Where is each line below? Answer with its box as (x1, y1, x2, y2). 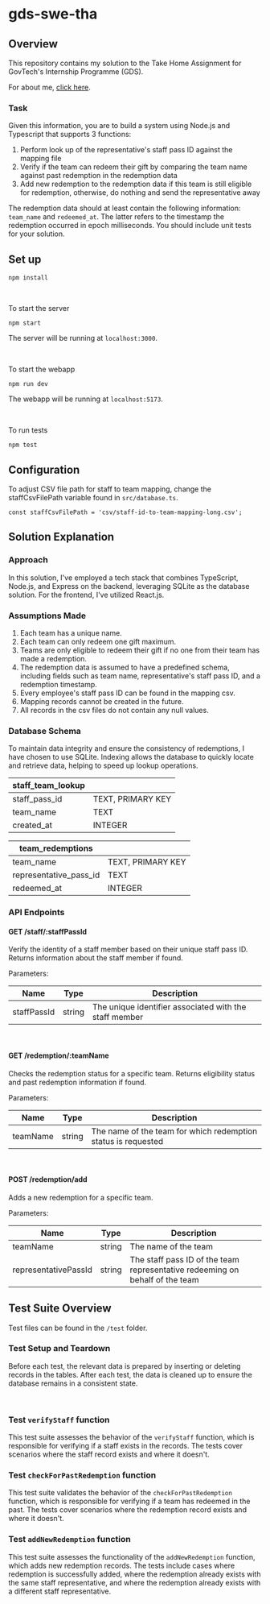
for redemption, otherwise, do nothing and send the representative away (19, 188, 261, 197)
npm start (8, 319, 42, 327)
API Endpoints (8, 907, 65, 918)
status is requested (91, 1135, 164, 1146)
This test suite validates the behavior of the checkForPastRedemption (8, 1488, 233, 1498)
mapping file (19, 154, 62, 164)
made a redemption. (19, 653, 87, 663)
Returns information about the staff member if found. (8, 953, 183, 963)
